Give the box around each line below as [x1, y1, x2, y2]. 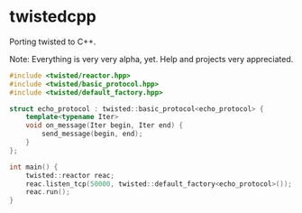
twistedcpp [9, 6, 96, 27]
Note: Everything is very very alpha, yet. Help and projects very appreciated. [9, 53, 294, 64]
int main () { [9, 162, 59, 171]
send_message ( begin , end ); [41, 129, 143, 139]
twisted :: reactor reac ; [25, 171, 115, 180]
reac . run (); [25, 188, 70, 197]
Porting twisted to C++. [9, 36, 96, 47]
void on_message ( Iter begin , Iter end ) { [25, 121, 183, 130]
